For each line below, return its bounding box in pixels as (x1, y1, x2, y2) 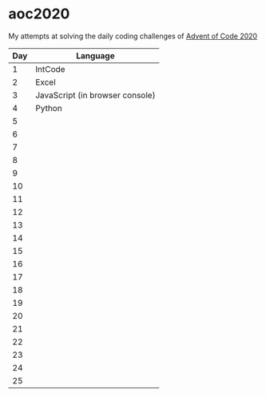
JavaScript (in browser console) (35, 89, 156, 101)
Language (75, 50, 115, 61)
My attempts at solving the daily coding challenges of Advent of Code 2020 (8, 31, 258, 41)
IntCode (35, 63, 66, 74)
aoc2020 (8, 5, 70, 23)
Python (35, 102, 62, 113)
